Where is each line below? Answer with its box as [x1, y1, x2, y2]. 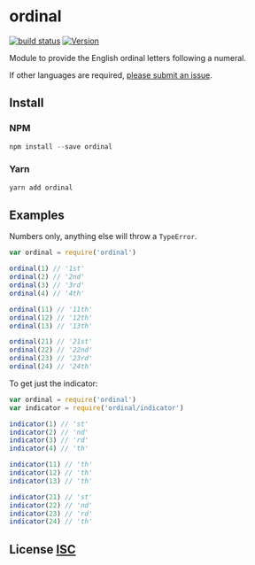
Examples [9, 208, 65, 223]
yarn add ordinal [9, 183, 73, 192]
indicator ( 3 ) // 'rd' [9, 436, 89, 445]
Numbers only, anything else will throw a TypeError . [9, 231, 197, 242]
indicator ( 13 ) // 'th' [9, 476, 93, 485]
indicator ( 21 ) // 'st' [9, 492, 93, 501]
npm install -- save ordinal [9, 142, 113, 151]
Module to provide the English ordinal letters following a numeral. [9, 52, 246, 63]
